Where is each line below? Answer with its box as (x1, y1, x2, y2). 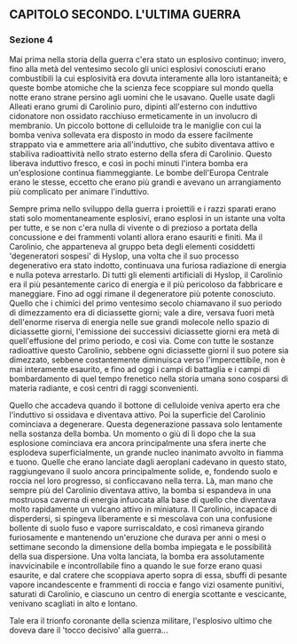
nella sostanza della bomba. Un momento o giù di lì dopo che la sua (9, 428, 256, 439)
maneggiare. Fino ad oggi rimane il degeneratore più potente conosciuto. (9, 288, 277, 298)
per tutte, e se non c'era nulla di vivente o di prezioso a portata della (9, 222, 258, 233)
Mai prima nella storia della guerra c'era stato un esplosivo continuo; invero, (9, 53, 286, 65)
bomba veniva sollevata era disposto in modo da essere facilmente (9, 129, 254, 140)
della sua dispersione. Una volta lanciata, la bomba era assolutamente (9, 551, 265, 561)
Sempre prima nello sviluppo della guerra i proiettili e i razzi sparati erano (9, 203, 277, 214)
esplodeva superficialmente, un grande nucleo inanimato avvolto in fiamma (9, 447, 284, 457)
